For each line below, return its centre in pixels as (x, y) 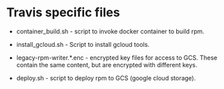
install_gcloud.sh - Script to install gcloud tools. (83, 44)
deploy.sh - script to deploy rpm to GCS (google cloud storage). (106, 78)
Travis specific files (63, 13)
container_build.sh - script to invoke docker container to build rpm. (110, 31)
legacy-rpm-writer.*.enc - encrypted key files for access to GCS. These (117, 57)
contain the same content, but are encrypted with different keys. (107, 65)
